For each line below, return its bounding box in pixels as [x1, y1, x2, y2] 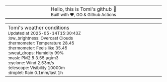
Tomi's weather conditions [7, 24, 70, 31]
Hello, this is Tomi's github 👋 [50, 6, 117, 12]
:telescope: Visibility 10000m [7, 65, 65, 71]
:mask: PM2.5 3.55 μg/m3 [7, 55, 59, 61]
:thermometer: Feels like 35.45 [7, 45, 68, 51]
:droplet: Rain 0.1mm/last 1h [7, 70, 63, 76]
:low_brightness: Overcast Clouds [7, 36, 74, 41]
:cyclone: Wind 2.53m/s [7, 60, 54, 66]
